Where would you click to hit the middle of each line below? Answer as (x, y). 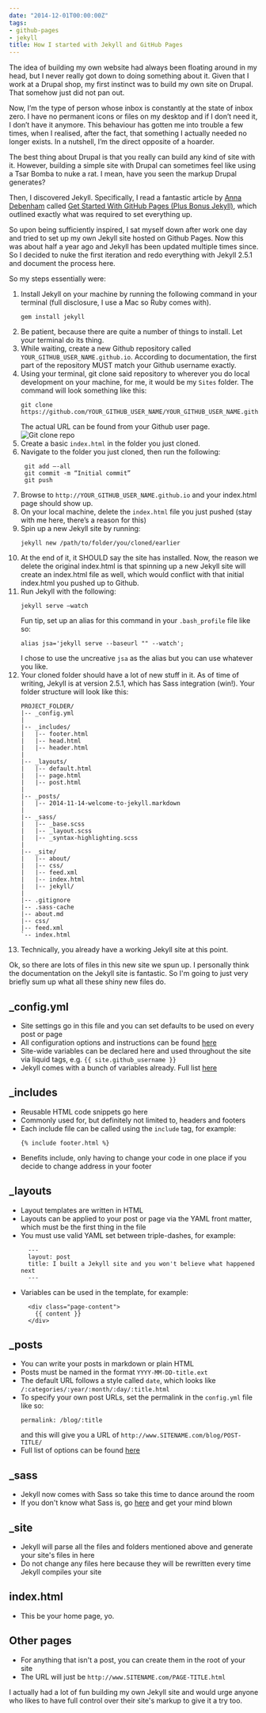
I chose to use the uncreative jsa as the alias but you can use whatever (137, 659)
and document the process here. (62, 264)
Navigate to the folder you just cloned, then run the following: (120, 452)
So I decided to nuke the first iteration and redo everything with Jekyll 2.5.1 (131, 255)
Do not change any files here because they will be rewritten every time (136, 1563)
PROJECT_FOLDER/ (47, 706)
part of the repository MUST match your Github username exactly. (128, 366)
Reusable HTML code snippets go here (84, 1111)
